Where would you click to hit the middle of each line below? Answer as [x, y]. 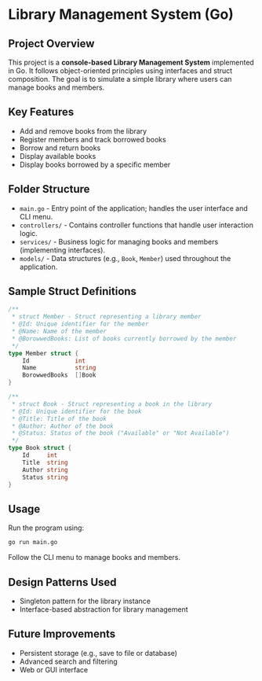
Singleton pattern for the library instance [85, 601]
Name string [59, 368]
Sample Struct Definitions [73, 291]
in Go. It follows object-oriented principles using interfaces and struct [120, 71]
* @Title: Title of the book [59, 418]
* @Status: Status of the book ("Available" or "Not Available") [120, 433]
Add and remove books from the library [83, 131]
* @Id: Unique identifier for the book [77, 411]
